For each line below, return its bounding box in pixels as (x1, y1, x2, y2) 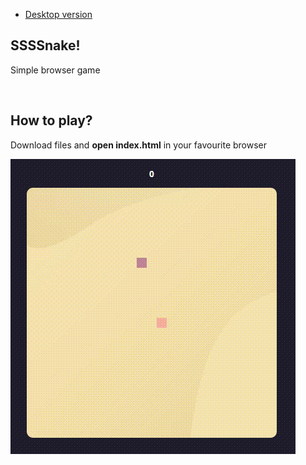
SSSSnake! (10, 37, 81, 54)
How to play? (10, 112, 93, 129)
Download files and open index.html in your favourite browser (10, 139, 268, 151)
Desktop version (24, 9, 93, 20)
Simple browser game (10, 64, 101, 76)
